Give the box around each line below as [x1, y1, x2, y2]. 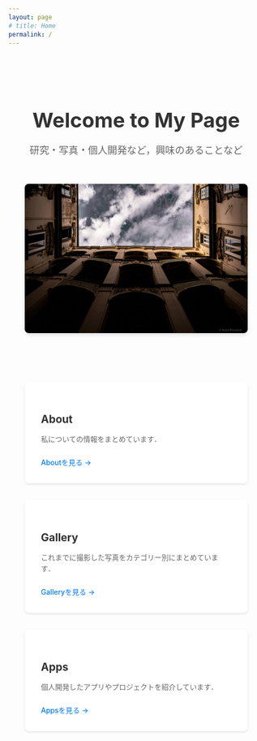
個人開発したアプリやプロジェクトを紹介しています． [41, 682, 219, 691]
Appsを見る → [41, 705, 89, 715]
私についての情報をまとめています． [41, 434, 162, 444]
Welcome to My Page [32, 107, 241, 133]
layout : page [8, 13, 53, 21]
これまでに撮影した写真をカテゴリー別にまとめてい [41, 552, 212, 562]
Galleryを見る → [41, 587, 96, 597]
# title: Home [8, 21, 57, 30]
